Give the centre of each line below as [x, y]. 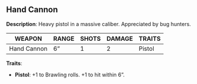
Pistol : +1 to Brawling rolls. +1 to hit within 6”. [70, 75]
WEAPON [28, 38]
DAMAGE [120, 38]
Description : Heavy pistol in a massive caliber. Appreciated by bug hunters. [99, 24]
